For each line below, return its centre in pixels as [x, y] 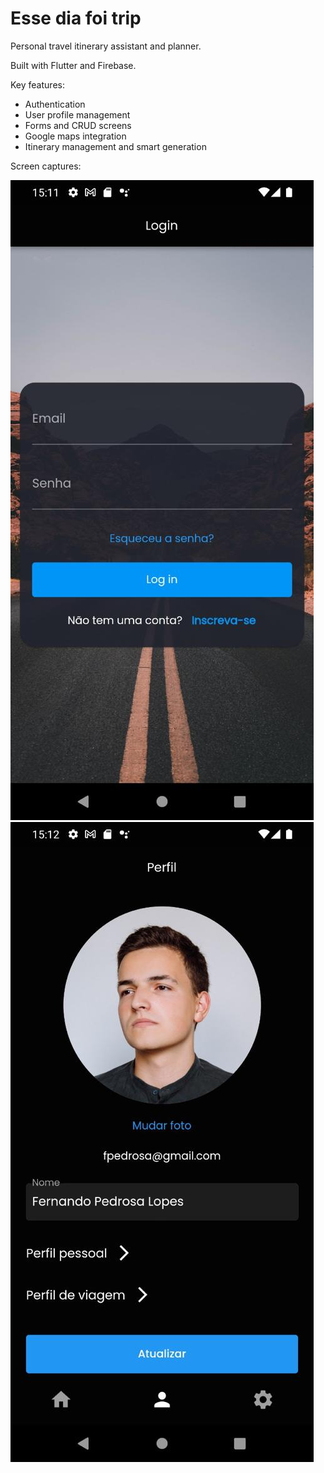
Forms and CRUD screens [78, 125]
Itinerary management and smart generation [115, 146]
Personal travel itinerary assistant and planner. [106, 46]
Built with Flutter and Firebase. [73, 65]
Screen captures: [46, 166]
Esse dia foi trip [76, 18]
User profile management [77, 114]
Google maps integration [75, 136]
